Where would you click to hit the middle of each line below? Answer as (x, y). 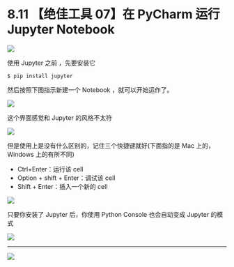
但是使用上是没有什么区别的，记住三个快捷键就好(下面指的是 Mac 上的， (111, 145)
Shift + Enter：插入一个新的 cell (62, 186)
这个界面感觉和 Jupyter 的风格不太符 (60, 117)
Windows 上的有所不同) (41, 154)
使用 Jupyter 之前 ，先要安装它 (52, 63)
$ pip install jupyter (40, 76)
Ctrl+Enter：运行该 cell (50, 169)
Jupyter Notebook (61, 30)
